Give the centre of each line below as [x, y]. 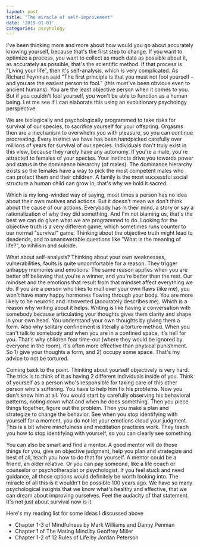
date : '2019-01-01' [30, 23]
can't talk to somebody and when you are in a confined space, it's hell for [96, 333]
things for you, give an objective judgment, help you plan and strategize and [99, 451]
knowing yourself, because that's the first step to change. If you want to [94, 52]
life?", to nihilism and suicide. [42, 245]
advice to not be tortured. [37, 359]
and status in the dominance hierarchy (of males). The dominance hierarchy [99, 164]
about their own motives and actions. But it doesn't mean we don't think [94, 201]
